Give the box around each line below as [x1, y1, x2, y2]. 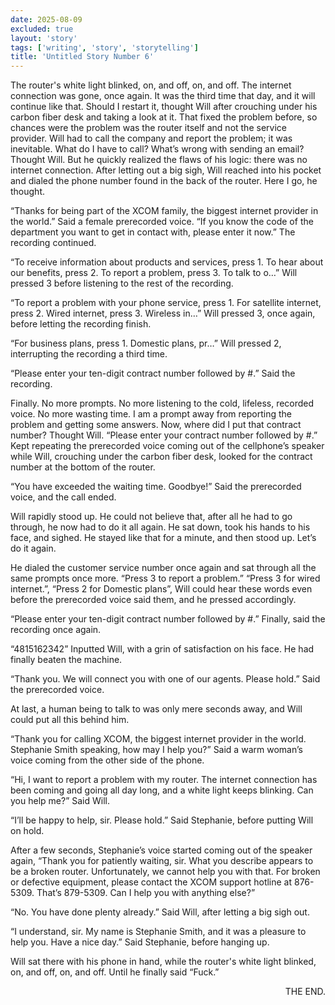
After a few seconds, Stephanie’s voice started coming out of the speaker [10, 844, 313, 856]
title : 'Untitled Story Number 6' [10, 52, 155, 62]
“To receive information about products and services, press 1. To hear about [10, 256, 324, 268]
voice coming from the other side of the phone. [10, 754, 205, 766]
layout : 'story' [10, 33, 78, 43]
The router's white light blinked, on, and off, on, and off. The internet [10, 79, 292, 91]
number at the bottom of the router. [10, 461, 156, 473]
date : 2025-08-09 [10, 14, 83, 25]
